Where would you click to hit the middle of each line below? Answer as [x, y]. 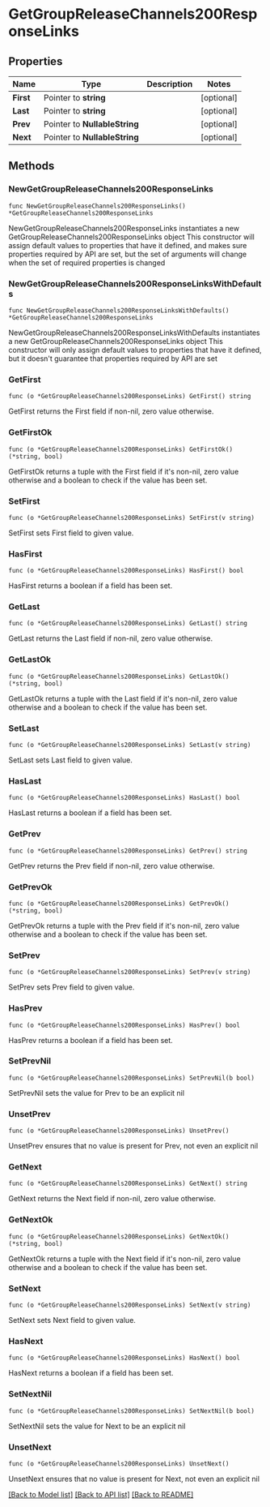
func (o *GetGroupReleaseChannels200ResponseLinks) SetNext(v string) [130, 1305]
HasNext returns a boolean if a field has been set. [91, 1373]
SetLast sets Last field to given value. [71, 760]
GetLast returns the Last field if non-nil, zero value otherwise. [110, 638]
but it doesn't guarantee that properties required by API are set [113, 359]
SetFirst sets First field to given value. [71, 533]
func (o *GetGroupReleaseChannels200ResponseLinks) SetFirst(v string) [131, 517]
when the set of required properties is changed [87, 262]
